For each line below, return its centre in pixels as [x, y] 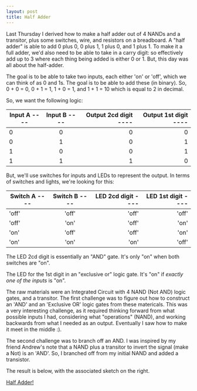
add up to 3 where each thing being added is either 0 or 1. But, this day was [97, 59]
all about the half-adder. [35, 65]
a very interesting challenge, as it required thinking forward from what [90, 310]
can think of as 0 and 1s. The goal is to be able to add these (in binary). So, [96, 82]
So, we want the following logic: [45, 100]
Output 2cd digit [109, 115]
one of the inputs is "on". [36, 280]
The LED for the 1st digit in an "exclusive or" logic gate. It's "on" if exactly [95, 274]
